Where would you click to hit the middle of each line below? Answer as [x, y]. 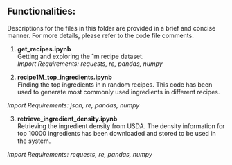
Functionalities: [42, 11]
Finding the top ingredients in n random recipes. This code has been [115, 84]
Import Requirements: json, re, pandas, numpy [73, 105]
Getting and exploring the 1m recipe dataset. [80, 56]
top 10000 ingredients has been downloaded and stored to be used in [116, 133]
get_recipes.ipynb [44, 49]
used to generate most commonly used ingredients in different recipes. [118, 92]
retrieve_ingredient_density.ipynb [67, 119]
